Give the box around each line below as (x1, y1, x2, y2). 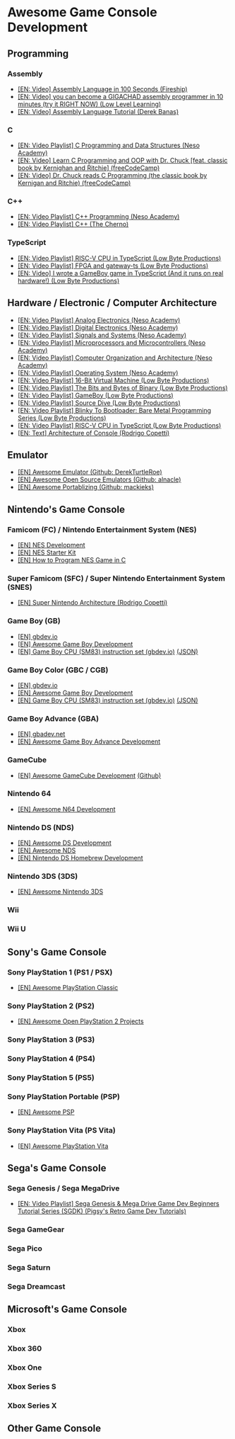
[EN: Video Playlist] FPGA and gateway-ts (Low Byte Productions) (17, 261, 209, 270)
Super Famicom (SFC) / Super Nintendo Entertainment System (7, 574, 226, 583)
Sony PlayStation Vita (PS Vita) (7, 1125, 116, 1135)
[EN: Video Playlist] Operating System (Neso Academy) (17, 368, 179, 377)
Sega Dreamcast (7, 1282, 66, 1292)
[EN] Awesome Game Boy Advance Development (17, 737, 161, 746)
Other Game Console (7, 1423, 101, 1435)
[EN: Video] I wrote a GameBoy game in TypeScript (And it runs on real (17, 268, 224, 277)
